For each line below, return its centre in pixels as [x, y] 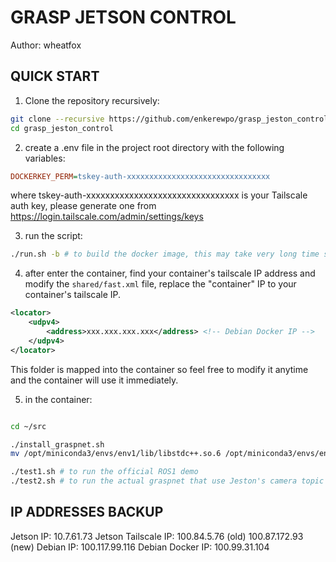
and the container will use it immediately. [94, 380]
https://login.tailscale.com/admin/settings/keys [107, 217]
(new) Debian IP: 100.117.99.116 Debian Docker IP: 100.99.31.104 [140, 547]
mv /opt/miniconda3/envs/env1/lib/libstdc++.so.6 [116, 454]
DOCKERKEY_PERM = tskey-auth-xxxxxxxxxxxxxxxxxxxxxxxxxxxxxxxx [140, 176]
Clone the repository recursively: [92, 100]
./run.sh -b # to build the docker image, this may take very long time [165, 254]
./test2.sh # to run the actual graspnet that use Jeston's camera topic [167, 481]
